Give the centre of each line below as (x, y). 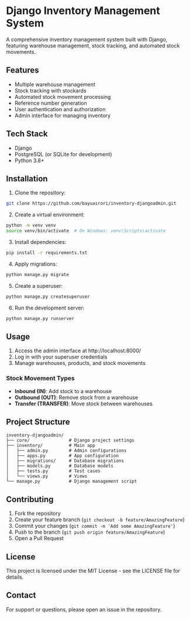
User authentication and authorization (60, 109)
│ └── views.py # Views (47, 476)
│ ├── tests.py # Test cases (53, 471)
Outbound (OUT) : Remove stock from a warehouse (76, 397)
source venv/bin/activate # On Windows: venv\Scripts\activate (86, 231)
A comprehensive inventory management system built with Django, (87, 39)
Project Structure (38, 422)
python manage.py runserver (40, 318)
